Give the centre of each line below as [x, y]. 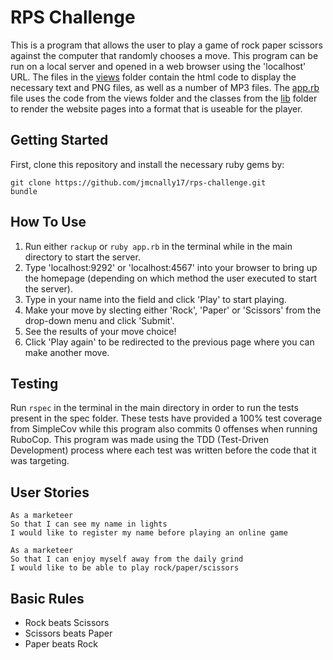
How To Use [48, 222]
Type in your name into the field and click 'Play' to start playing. [155, 299]
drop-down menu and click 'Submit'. [99, 320]
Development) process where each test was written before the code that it [163, 450]
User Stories [50, 492]
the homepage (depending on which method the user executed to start [171, 278]
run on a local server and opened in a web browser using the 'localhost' [158, 66]
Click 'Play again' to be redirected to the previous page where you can [169, 342]
